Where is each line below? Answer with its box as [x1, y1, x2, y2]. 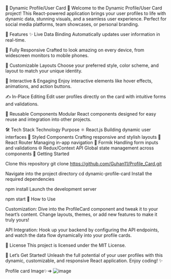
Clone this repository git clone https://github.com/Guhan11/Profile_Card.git [5, 161, 162, 166]
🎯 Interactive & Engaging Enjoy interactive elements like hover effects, [5, 78, 153, 84]
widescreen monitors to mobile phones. [5, 52, 89, 59]
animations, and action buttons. [5, 83, 72, 89]
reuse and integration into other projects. [5, 116, 92, 122]
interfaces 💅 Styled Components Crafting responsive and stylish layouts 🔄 [5, 134, 161, 140]
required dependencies [5, 176, 55, 182]
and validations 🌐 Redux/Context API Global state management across [5, 145, 154, 151]
